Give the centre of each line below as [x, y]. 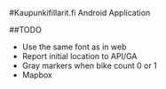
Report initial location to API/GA [79, 56]
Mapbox [37, 75]
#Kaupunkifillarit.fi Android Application [80, 13]
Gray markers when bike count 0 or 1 [89, 66]
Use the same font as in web [74, 47]
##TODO [25, 30]
